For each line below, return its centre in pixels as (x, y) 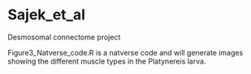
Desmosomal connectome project (64, 37)
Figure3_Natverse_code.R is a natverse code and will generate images (125, 52)
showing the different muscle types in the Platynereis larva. (107, 61)
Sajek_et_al (47, 15)
